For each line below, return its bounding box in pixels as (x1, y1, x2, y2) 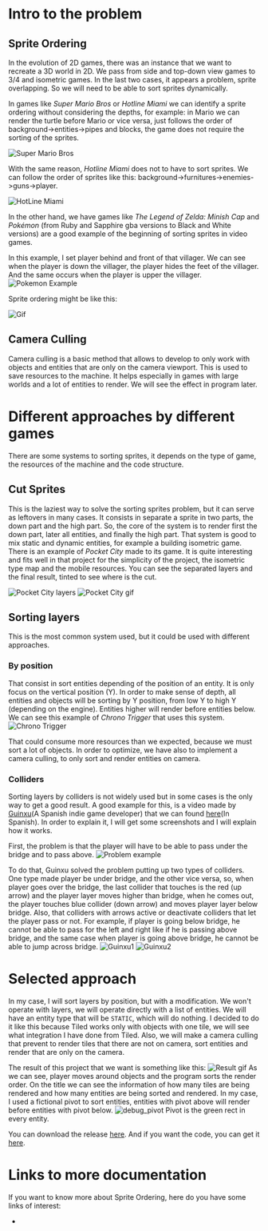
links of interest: (8, 1201, 61, 1210)
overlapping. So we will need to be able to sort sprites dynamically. (8, 83, 229, 93)
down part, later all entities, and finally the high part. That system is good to (8, 529, 257, 539)
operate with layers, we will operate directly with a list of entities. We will (8, 1004, 246, 1014)
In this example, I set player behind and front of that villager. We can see (8, 253, 246, 263)
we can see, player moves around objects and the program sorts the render (8, 1071, 257, 1081)
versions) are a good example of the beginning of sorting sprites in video (8, 229, 248, 239)
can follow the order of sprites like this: (8, 173, 137, 182)
